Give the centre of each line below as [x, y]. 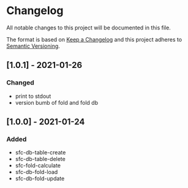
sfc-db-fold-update [40, 179]
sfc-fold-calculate [38, 165]
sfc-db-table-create [40, 152]
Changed [21, 83]
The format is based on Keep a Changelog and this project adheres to [94, 39]
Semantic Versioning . [33, 46]
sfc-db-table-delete [40, 159]
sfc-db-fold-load [36, 172]
